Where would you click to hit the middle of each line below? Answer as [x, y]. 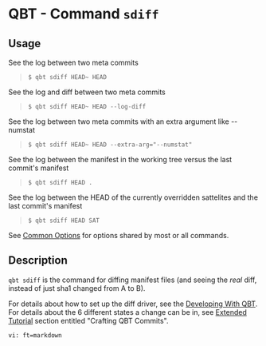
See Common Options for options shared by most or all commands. [119, 235]
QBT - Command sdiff [84, 14]
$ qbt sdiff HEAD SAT [63, 221]
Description [38, 260]
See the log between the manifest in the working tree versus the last [120, 159]
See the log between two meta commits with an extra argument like [119, 121]
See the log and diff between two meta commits [87, 92]
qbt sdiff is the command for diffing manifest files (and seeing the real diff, [133, 280]
